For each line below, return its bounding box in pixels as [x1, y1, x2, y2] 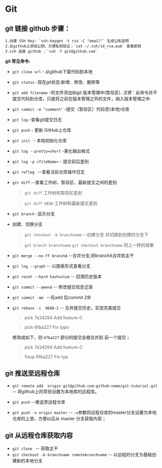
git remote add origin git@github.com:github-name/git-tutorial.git [12, 383, 158, 388]
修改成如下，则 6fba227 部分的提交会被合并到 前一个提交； [12, 335, 131, 340]
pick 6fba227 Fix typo [24, 324, 69, 330]
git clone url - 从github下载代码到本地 [12, 69, 93, 74]
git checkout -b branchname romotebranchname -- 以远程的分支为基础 [12, 451, 152, 457]
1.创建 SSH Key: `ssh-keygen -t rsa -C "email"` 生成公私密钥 [5, 38, 129, 43]
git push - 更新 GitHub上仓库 [12, 127, 72, 133]
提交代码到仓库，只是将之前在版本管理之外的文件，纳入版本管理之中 [12, 96, 150, 101]
